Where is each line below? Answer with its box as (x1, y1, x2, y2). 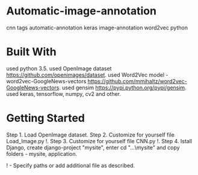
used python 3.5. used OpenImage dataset (6, 65, 112, 72)
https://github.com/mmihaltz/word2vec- (87, 77, 188, 85)
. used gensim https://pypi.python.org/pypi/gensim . (59, 84, 187, 91)
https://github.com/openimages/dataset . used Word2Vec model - (6, 71, 169, 79)
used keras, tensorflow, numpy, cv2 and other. (6, 90, 122, 97)
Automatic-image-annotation (6, 4, 156, 18)
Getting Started (6, 111, 85, 125)
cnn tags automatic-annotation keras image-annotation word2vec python (6, 24, 188, 31)
